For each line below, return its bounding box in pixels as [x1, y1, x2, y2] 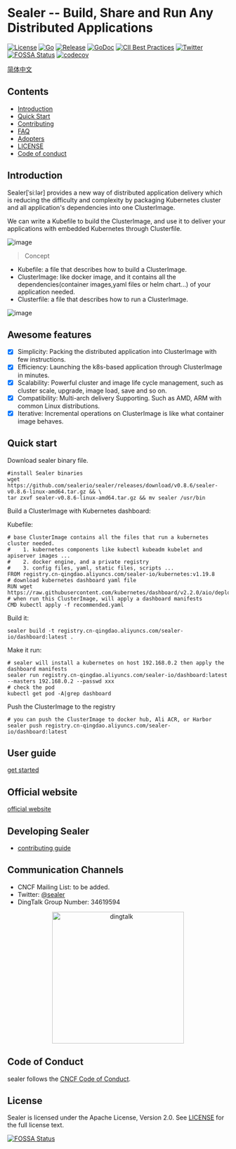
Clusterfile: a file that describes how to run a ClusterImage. [17, 295, 188, 303]
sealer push [7, 722, 42, 729]
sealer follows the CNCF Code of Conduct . [7, 1075, 131, 1083]
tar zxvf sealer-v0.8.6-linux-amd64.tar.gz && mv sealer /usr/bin [7, 494, 206, 501]
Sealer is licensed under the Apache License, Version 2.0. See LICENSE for [7, 1113, 225, 1122]
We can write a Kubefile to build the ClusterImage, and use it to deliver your [7, 216, 226, 225]
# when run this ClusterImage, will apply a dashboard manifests [7, 595, 202, 602]
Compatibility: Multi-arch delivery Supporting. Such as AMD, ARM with [17, 393, 222, 402]
